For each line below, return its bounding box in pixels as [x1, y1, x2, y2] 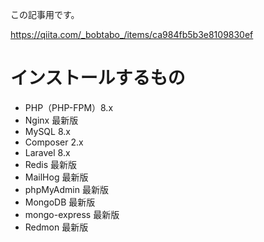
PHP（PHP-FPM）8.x [24, 101, 114, 113]
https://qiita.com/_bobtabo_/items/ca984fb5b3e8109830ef [10, 29, 254, 40]
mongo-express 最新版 [24, 208, 120, 220]
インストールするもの [10, 67, 186, 90]
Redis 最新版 [24, 158, 78, 170]
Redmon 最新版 [24, 221, 89, 233]
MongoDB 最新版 [24, 196, 96, 208]
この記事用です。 [10, 9, 80, 20]
